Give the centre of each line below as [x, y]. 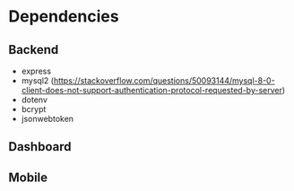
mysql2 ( [38, 81]
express [36, 71]
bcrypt [34, 109]
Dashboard [40, 147]
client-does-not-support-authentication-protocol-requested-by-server [152, 90]
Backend [34, 50]
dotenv [35, 100]
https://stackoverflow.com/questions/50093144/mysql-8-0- [164, 81]
